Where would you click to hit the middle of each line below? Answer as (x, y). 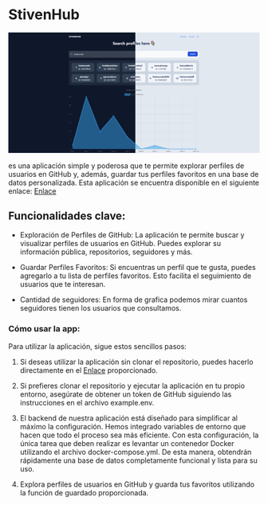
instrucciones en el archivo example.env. (87, 402)
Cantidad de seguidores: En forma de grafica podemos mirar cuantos (134, 299)
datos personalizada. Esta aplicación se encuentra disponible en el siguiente (134, 182)
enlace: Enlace (32, 191)
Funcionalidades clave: (67, 215)
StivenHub (44, 15)
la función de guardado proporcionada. (84, 492)
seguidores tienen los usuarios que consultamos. (100, 308)
